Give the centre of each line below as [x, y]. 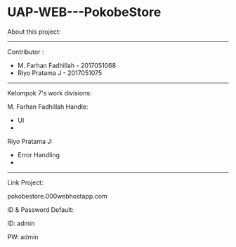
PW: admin [23, 236]
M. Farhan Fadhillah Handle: [48, 107]
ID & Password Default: [41, 209]
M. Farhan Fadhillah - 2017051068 [67, 65]
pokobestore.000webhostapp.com [57, 196]
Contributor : [26, 52]
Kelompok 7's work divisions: [50, 93]
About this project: [34, 32]
